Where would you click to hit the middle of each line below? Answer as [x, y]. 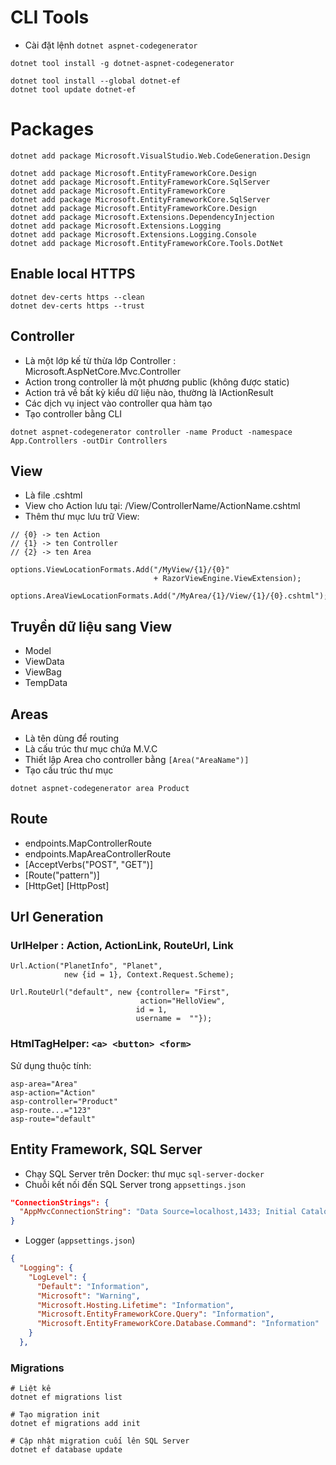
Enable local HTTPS [73, 274]
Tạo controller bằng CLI [73, 413]
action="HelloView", [182, 1001]
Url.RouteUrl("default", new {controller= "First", [120, 992]
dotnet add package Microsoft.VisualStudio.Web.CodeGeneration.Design [160, 156]
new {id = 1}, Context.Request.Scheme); [149, 975]
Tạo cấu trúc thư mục [69, 770]
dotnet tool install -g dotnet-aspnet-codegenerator [122, 63]
